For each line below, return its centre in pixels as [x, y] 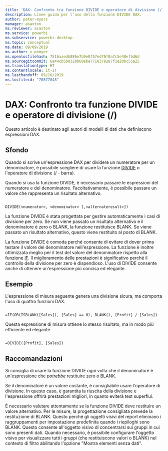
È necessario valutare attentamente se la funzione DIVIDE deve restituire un [83, 406]
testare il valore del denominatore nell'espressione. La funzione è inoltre [79, 247]
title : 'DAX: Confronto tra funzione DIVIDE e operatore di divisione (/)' [86, 10]
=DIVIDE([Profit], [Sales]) [34, 343]
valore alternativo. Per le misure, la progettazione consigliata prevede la [79, 411]
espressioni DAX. [23, 134]
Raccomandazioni [34, 359]
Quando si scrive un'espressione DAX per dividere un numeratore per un [80, 162]
